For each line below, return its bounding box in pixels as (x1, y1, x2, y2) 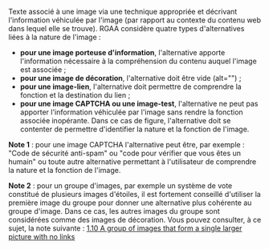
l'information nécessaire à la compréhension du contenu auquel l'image (19, 56, 257, 66)
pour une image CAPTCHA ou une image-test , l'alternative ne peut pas (19, 99, 259, 108)
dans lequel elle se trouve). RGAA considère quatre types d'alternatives (8, 24, 245, 33)
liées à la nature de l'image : (8, 32, 102, 42)
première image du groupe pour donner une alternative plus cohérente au (8, 198, 252, 207)
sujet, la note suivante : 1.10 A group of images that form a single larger (8, 223, 243, 233)
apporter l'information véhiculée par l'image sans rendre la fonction (19, 107, 243, 117)
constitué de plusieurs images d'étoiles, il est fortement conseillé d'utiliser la (8, 190, 261, 199)
